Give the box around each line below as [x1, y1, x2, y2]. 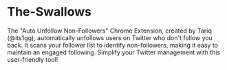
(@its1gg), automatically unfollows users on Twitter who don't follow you [7, 33, 213, 41]
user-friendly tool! [7, 55, 58, 63]
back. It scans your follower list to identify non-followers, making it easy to [7, 41, 219, 49]
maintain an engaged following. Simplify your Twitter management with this [7, 48, 221, 56]
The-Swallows [7, 4, 91, 20]
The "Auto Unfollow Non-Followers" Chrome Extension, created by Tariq [7, 27, 212, 35]
